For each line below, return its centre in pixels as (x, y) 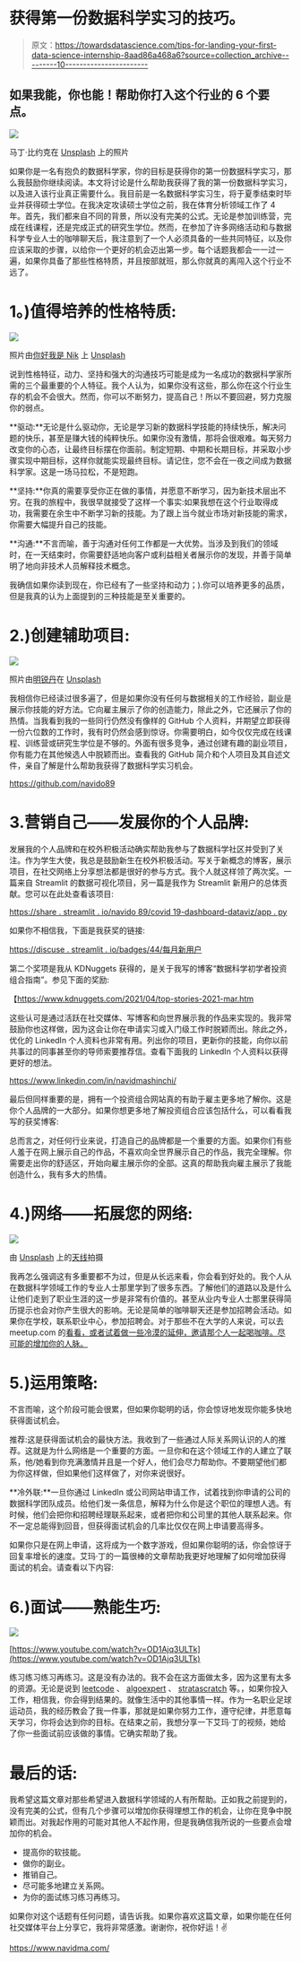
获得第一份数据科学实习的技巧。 (127, 18)
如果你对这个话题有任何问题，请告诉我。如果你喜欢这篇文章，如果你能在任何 (150, 1916)
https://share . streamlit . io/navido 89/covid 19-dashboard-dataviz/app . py (148, 911)
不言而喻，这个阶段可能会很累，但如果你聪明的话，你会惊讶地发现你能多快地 (150, 1409)
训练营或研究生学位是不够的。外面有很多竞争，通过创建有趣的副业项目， (158, 743)
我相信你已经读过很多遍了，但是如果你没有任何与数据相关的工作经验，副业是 (150, 698)
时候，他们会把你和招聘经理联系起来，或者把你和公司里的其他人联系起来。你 (150, 1515)
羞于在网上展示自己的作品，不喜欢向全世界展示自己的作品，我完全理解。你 (154, 1151)
